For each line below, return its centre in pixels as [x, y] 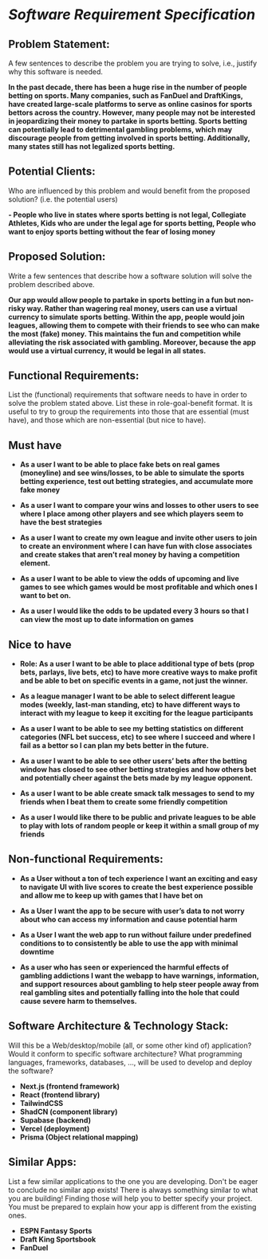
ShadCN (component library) [69, 1111]
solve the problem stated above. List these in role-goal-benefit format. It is [130, 403]
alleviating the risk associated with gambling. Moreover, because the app [132, 342]
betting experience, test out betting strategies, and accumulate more [136, 482]
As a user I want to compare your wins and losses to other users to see [139, 506]
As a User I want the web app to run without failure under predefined [136, 934]
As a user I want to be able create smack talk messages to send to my [137, 793]
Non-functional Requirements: [86, 859]
